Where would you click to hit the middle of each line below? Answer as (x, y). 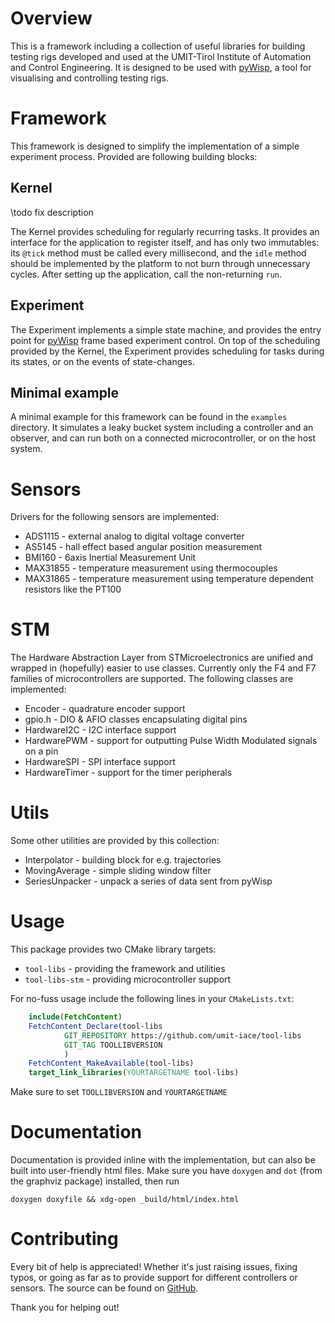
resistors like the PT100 (73, 589)
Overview (51, 18)
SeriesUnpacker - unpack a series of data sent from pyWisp (148, 881)
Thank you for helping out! (65, 1308)
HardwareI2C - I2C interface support (100, 730)
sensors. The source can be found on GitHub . (104, 1288)
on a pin (41, 751)
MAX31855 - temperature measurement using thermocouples (151, 568)
